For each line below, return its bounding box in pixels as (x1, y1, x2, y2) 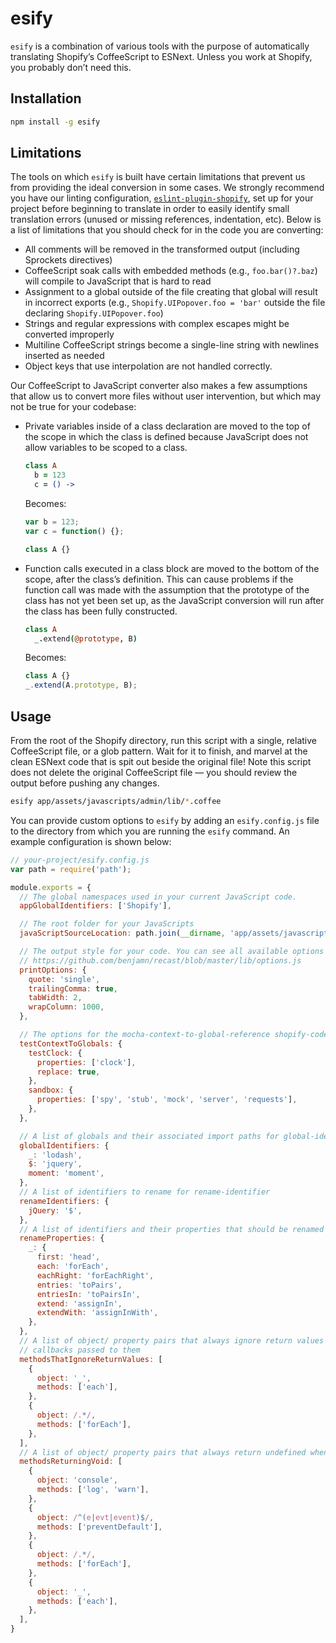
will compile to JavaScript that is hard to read (24, 275, 212, 287)
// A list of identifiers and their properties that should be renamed (19, 1224, 325, 1234)
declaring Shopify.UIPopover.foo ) (24, 307, 164, 319)
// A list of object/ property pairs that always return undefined (19, 1447, 307, 1457)
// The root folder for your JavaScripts (19, 919, 195, 929)
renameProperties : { (19, 1233, 105, 1244)
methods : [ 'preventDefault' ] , (36, 1522, 163, 1532)
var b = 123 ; (24, 517, 80, 527)
